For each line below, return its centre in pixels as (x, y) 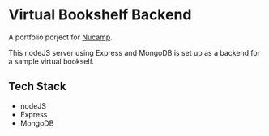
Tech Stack (37, 87)
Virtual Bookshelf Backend (100, 15)
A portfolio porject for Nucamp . (61, 37)
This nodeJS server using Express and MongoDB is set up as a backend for (134, 52)
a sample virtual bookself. (51, 61)
